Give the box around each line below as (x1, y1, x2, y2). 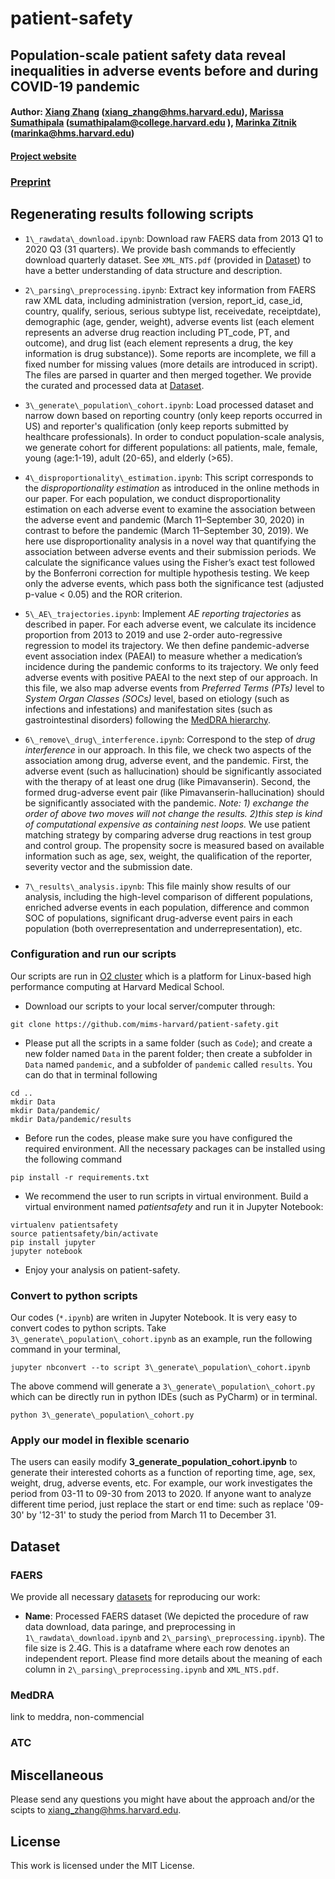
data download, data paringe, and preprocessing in (24, 1621, 236, 1633)
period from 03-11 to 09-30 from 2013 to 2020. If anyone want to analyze (10, 1488, 312, 1500)
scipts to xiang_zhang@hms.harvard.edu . (10, 1804, 182, 1816)
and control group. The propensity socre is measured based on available (24, 839, 325, 851)
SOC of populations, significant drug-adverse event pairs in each (24, 912, 293, 924)
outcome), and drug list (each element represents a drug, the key (24, 337, 294, 349)
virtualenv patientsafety (10, 1220, 118, 1230)
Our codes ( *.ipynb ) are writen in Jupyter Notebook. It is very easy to (10, 1312, 298, 1324)
